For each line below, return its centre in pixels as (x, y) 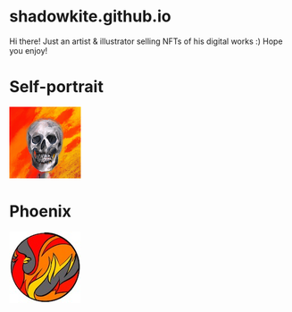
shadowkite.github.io (90, 17)
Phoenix (40, 211)
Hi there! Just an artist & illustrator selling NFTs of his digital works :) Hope (146, 41)
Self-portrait (57, 87)
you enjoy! (29, 50)
